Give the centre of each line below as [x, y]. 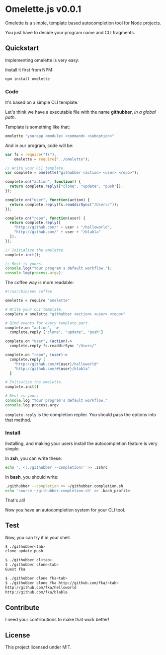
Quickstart [22, 48]
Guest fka [15, 570]
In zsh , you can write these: [34, 458]
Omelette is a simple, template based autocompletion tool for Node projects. [83, 23]
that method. [18, 420]
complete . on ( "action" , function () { [43, 182]
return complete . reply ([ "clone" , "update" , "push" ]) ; [66, 186]
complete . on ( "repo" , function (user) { [45, 218]
